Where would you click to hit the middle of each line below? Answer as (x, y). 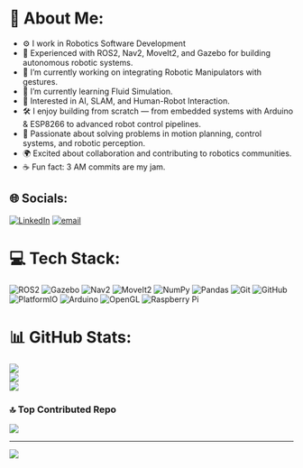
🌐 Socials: (39, 199)
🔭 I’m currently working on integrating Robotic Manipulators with (142, 72)
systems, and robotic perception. (84, 142)
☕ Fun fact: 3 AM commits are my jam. (94, 167)
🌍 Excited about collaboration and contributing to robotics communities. (157, 153)
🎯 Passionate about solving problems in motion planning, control (142, 133)
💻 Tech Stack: (65, 258)
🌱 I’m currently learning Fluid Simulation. (97, 91)
